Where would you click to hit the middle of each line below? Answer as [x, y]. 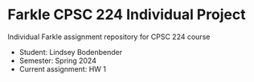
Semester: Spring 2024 [58, 61]
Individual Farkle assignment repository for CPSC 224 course [109, 37]
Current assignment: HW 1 [62, 68]
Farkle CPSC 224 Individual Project [127, 15]
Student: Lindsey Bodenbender [70, 52]
